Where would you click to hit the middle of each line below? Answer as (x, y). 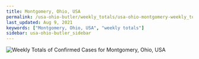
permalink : (20, 17)
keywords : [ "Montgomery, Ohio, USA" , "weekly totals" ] (75, 28)
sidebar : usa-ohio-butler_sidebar (49, 33)
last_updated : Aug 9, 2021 (39, 22)
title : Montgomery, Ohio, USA (44, 11)
